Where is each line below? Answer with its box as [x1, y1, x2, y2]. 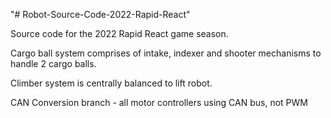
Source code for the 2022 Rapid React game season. [10, 28, 229, 39]
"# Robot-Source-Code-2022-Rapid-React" [10, 9, 191, 20]
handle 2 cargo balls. [10, 58, 97, 69]
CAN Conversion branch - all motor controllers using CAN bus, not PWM [10, 97, 308, 108]
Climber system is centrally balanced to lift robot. [10, 77, 213, 89]
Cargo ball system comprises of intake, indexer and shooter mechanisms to [10, 47, 322, 59]
